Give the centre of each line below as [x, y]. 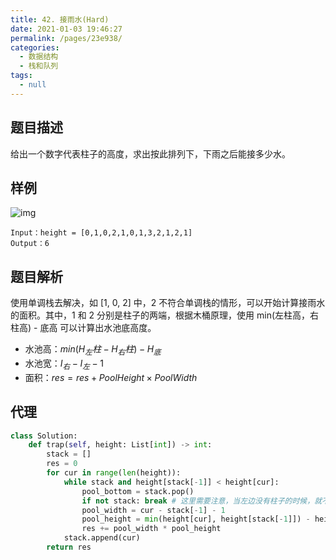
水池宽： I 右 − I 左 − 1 [64, 364]
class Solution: [44, 436]
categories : [35, 47]
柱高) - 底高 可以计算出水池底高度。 [83, 328]
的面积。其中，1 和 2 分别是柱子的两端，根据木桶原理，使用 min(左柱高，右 [165, 315]
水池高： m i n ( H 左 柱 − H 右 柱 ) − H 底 [93, 350]
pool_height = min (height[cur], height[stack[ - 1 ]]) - [196, 519]
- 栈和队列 [39, 66]
